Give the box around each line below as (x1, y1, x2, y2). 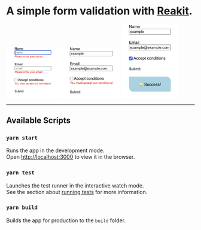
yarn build (6, 204, 38, 211)
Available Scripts (6, 115, 71, 125)
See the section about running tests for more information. (6, 188, 148, 195)
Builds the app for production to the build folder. (6, 217, 126, 224)
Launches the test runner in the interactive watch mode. (6, 181, 145, 189)
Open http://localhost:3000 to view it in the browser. (6, 153, 135, 161)
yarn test (6, 170, 35, 176)
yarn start (6, 134, 38, 141)
